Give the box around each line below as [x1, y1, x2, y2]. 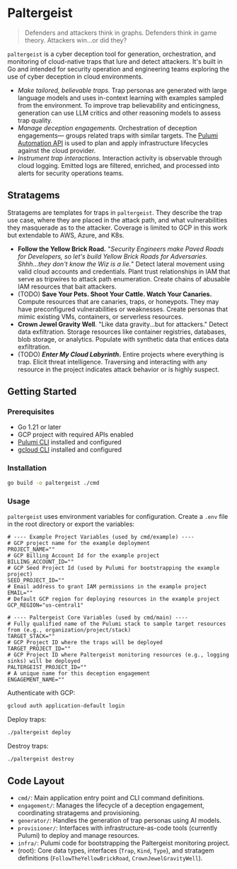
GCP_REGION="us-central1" [7, 601, 83, 609]
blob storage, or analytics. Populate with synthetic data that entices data [17, 335, 229, 343]
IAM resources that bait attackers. [17, 282, 117, 291]
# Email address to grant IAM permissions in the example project [7, 583, 207, 590]
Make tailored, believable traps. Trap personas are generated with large [17, 86, 228, 94]
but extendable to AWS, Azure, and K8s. [7, 230, 125, 239]
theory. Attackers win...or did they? [24, 35, 127, 44]
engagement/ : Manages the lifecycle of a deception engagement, [17, 801, 205, 809]
